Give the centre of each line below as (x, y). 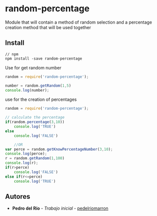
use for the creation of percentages (41, 99)
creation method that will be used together (48, 27)
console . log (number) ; (27, 90)
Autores (18, 197)
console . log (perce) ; (26, 154)
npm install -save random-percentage (44, 59)
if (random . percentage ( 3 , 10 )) (35, 122)
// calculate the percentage (35, 118)
